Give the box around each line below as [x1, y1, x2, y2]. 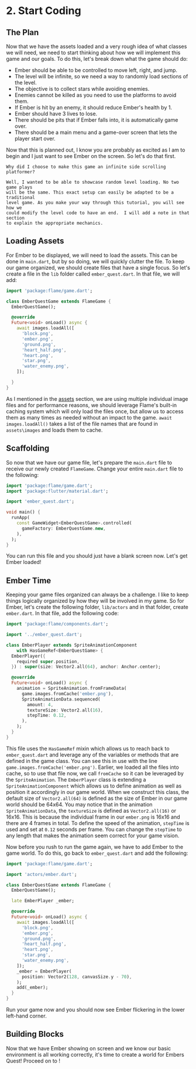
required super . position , [16, 658, 80, 665]
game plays [6, 184, 33, 190]
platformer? [6, 169, 35, 175]
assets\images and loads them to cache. [6, 426, 103, 434]
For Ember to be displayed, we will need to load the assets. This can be [6, 252, 178, 259]
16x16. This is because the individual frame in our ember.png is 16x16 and [6, 813, 180, 820]
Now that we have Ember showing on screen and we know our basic [6, 1044, 171, 1051]
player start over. [14, 135, 56, 142]
